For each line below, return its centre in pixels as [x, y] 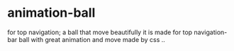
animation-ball [51, 13]
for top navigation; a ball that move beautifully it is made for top [100, 32]
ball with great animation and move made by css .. [92, 39]
